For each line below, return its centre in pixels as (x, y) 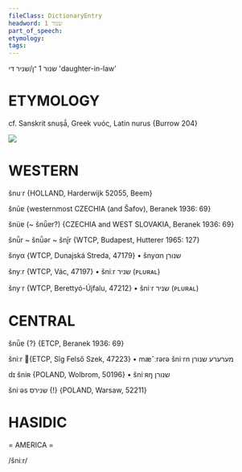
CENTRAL (42, 321)
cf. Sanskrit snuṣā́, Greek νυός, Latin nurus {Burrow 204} (103, 123)
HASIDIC (38, 423)
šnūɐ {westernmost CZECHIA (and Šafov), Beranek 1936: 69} (110, 209)
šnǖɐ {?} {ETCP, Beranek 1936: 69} (66, 343)
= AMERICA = (31, 445)
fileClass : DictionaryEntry (55, 16)
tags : (17, 46)
